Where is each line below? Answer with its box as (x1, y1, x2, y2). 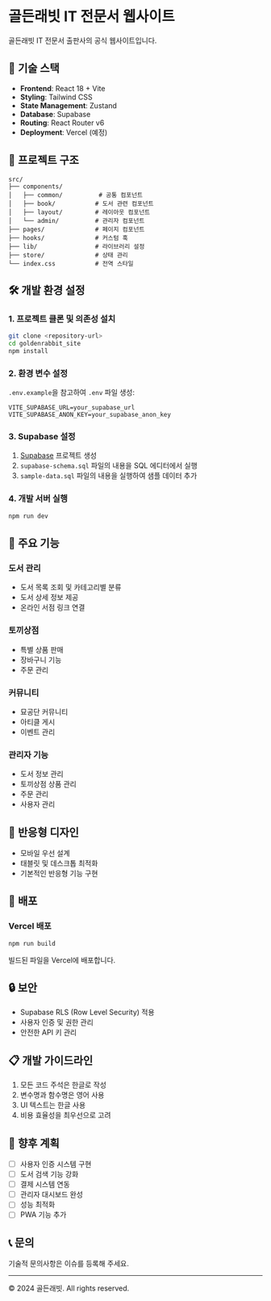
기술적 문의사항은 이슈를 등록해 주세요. (8, 1259, 129, 1269)
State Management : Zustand (19, 100, 117, 110)
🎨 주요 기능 (8, 536, 60, 550)
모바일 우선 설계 (19, 849, 70, 858)
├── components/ (8, 183, 63, 191)
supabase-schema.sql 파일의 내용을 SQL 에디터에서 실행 (19, 461, 198, 471)
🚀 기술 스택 (8, 61, 60, 75)
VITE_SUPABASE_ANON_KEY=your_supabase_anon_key (8, 411, 172, 419)
